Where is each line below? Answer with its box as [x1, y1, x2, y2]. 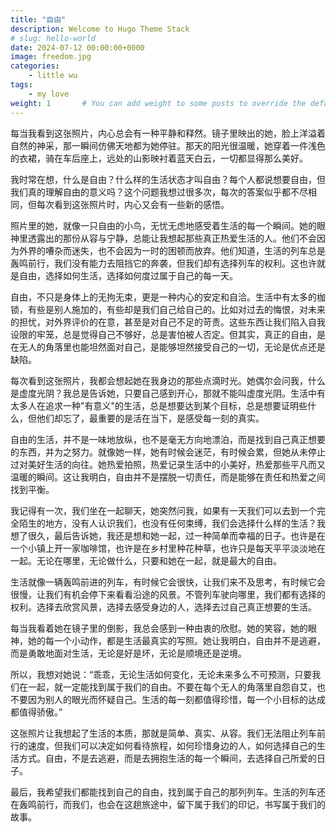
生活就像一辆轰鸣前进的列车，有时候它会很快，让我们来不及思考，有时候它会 [10, 576, 326, 588]
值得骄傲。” [18, 706, 63, 718]
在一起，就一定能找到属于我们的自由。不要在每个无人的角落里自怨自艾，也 [18, 681, 326, 693]
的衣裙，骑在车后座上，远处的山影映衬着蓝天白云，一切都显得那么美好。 [10, 152, 308, 164]
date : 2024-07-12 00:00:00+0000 [10, 42, 145, 53]
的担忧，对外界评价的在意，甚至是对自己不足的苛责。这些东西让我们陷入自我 [10, 316, 326, 328]
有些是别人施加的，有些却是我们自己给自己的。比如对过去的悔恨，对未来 [27, 303, 326, 315]
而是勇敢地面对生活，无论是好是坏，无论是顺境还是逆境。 [10, 647, 247, 659]
